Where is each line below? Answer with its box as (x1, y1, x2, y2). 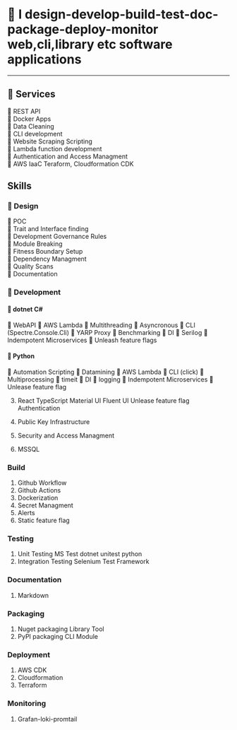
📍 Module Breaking (7, 240, 63, 248)
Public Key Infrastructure (17, 417, 90, 426)
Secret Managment (17, 501, 74, 510)
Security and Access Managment (17, 431, 115, 440)
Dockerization (17, 494, 59, 502)
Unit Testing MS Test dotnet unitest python (17, 550, 142, 558)
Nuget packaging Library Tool (17, 625, 104, 633)
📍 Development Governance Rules (7, 232, 107, 241)
